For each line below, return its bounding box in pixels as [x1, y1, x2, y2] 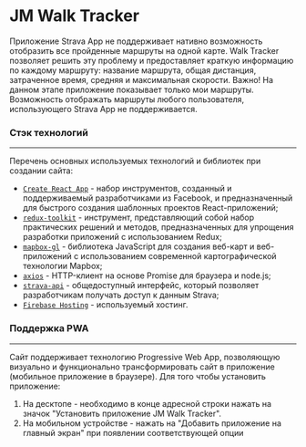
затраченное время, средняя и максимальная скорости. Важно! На [9, 74, 274, 85]
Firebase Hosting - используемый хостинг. [22, 299, 189, 310]
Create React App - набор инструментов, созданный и [22, 183, 232, 194]
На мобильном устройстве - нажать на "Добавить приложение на [22, 417, 282, 429]
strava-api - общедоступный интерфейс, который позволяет [22, 280, 260, 291]
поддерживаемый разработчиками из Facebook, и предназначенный [22, 192, 293, 203]
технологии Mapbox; [22, 261, 103, 272]
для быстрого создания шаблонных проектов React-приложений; [22, 203, 279, 213]
